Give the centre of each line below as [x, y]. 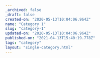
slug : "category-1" [26, 29]
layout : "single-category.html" [39, 47]
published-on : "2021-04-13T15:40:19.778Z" [50, 38]
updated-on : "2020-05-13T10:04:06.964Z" [48, 33]
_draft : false [20, 15]
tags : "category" [23, 43]
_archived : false [23, 10]
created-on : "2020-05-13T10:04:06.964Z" [48, 19]
